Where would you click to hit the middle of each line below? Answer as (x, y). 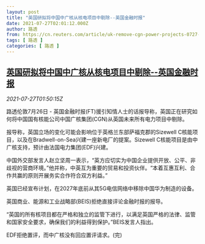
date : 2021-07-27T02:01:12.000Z (47, 23)
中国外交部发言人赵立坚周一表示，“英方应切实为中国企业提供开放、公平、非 (101, 160)
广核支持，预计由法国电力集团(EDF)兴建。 (59, 147)
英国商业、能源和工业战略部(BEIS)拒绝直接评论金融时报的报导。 (86, 201)
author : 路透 (22, 29)
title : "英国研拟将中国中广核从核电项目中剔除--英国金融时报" (76, 18)
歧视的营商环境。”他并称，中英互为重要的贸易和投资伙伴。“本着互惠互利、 (98, 168)
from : (13, 35)
